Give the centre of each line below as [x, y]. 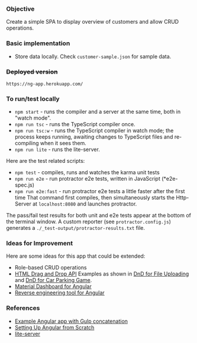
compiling [27, 143]
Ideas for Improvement [40, 243]
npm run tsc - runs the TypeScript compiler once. [75, 124]
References [23, 308]
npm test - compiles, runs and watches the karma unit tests [87, 172]
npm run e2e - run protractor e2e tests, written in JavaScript [88, 179]
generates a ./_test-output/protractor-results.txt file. [76, 228]
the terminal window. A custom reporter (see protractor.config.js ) [89, 222]
